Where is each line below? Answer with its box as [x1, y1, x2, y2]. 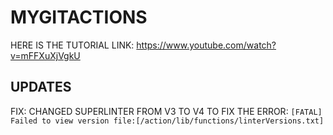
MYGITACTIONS [10, 6, 148, 29]
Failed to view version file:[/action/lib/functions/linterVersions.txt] [10, 116, 325, 126]
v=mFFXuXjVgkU [10, 49, 81, 61]
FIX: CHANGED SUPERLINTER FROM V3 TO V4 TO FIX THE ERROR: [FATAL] [10, 105, 323, 117]
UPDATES [10, 79, 72, 96]
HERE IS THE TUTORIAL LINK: [10, 39, 135, 51]
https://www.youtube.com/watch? [136, 39, 277, 51]
